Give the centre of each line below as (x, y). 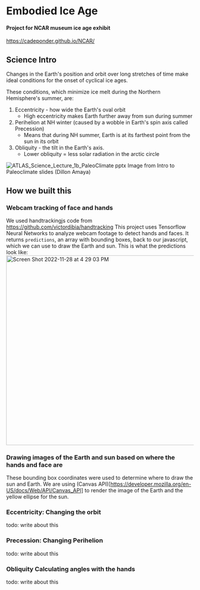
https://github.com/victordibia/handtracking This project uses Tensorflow (96, 227)
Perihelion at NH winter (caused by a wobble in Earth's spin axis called (101, 123)
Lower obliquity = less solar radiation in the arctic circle (91, 154)
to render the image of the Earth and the (134, 491)
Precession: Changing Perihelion (54, 541)
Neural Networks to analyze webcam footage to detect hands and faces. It (98, 233)
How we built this (39, 191)
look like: (17, 252)
